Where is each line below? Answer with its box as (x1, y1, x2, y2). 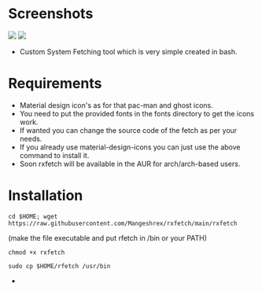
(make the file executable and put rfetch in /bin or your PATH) (8, 233, 207, 242)
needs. (19, 134, 42, 143)
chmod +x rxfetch (8, 249, 65, 256)
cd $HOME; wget (8, 212, 58, 220)
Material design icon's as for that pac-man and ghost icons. (19, 100, 214, 110)
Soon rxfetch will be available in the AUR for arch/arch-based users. (19, 159, 241, 168)
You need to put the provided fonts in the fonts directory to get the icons (19, 109, 254, 118)
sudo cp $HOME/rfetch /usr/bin (8, 262, 111, 270)
